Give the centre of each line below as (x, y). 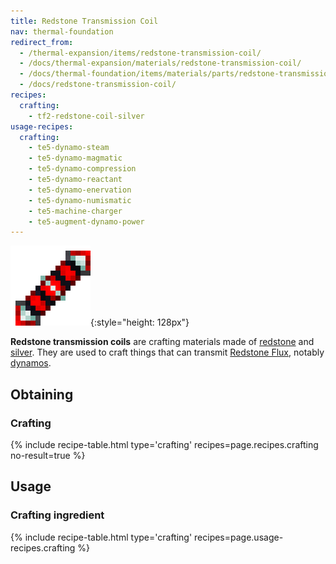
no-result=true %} (48, 455)
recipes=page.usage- (239, 537)
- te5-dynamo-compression (82, 169)
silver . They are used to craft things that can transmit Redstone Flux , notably (167, 352)
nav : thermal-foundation (62, 31)
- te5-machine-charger (75, 211)
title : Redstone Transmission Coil (84, 21)
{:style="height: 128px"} (140, 322)
